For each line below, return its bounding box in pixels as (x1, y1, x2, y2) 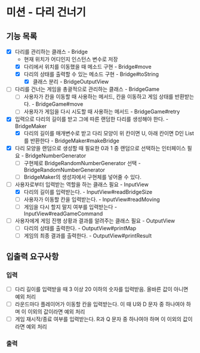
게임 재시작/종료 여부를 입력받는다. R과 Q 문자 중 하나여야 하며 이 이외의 (14, 315, 182, 322)
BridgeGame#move (35, 101, 84, 108)
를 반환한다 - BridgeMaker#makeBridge (23, 137, 119, 144)
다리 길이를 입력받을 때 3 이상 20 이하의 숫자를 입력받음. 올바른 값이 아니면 (14, 285, 189, 293)
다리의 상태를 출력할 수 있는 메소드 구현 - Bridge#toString (23, 71, 159, 78)
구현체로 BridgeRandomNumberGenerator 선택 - (23, 159, 141, 166)
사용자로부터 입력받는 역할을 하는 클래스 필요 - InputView (14, 181, 149, 188)
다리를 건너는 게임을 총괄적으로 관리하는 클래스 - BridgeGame (14, 86, 160, 93)
